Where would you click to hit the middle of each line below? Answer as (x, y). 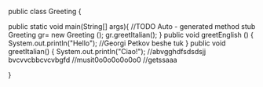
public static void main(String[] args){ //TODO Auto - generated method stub (132, 26)
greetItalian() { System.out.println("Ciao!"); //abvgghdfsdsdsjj (107, 51)
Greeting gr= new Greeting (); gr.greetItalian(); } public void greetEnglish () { (131, 35)
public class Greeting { (45, 11)
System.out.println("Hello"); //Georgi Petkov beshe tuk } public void (117, 43)
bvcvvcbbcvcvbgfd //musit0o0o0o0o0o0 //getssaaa (93, 60)
